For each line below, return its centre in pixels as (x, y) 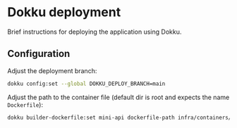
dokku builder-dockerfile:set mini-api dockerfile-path (91, 117)
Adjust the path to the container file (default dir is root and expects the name (119, 97)
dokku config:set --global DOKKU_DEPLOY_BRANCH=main (86, 84)
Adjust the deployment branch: (52, 70)
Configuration (39, 54)
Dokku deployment (64, 12)
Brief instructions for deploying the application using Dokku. (95, 32)
